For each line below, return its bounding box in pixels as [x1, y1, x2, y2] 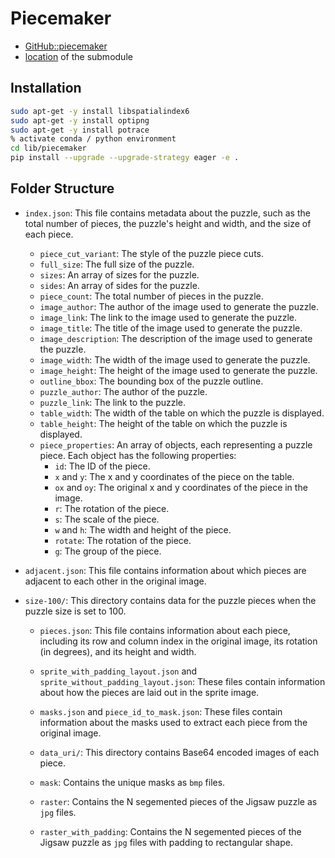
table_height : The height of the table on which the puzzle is [39, 417, 288, 429]
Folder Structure [10, 180, 115, 197]
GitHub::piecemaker [24, 40, 108, 52]
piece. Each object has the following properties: [39, 449, 237, 461]
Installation [10, 80, 82, 97]
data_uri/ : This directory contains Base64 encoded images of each [39, 746, 320, 758]
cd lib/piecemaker [10, 143, 87, 154]
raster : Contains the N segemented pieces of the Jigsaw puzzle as [39, 795, 318, 807]
